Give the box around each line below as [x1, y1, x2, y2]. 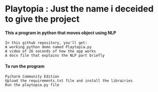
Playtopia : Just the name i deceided [5, 3, 154, 14]
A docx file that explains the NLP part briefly [5, 53, 105, 58]
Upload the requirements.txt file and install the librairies [5, 78, 133, 83]
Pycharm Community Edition [5, 74, 59, 79]
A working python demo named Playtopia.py [5, 45, 92, 50]
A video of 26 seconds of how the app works [5, 49, 96, 54]
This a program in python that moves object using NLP [5, 30, 116, 36]
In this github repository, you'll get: [5, 40, 88, 45]
